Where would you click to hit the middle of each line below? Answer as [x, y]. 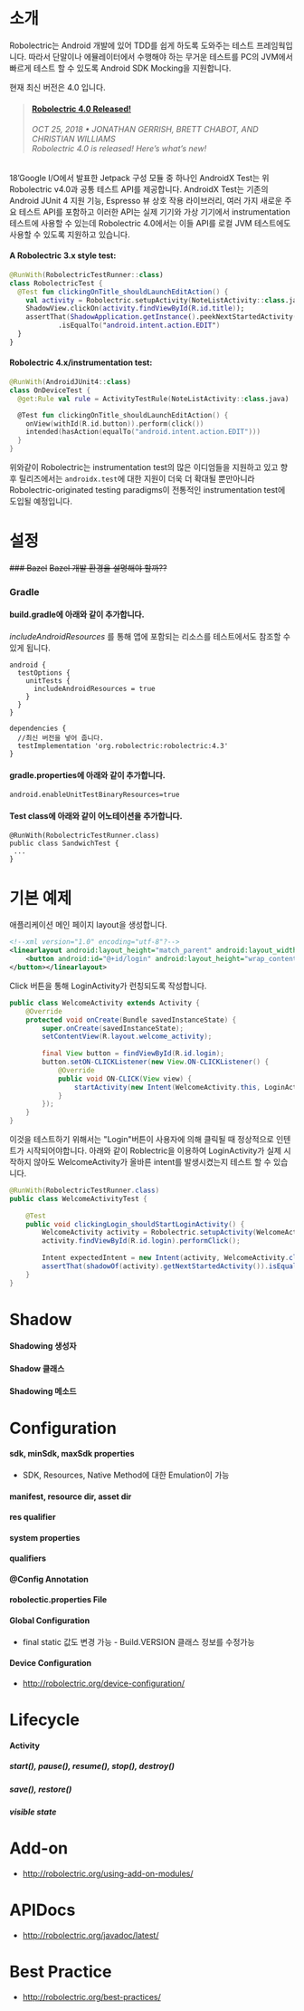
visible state [33, 1812]
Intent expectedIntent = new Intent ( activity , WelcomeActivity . [166, 1258]
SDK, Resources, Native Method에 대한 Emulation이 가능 [126, 1475]
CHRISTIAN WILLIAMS [73, 139]
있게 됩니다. [30, 648]
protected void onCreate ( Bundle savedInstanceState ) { [131, 1020]
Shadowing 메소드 [43, 1390]
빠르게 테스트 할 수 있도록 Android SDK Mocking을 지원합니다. [120, 68]
